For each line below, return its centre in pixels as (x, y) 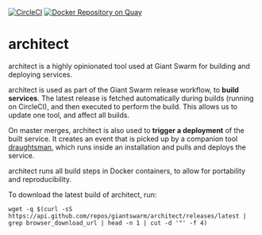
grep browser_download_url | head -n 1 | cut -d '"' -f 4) (108, 223)
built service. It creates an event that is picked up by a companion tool (123, 138)
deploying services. (40, 74)
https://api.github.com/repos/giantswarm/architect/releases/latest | (127, 216)
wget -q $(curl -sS (40, 209)
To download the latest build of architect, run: (83, 195)
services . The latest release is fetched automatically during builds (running (131, 98)
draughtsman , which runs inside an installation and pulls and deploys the (127, 147)
